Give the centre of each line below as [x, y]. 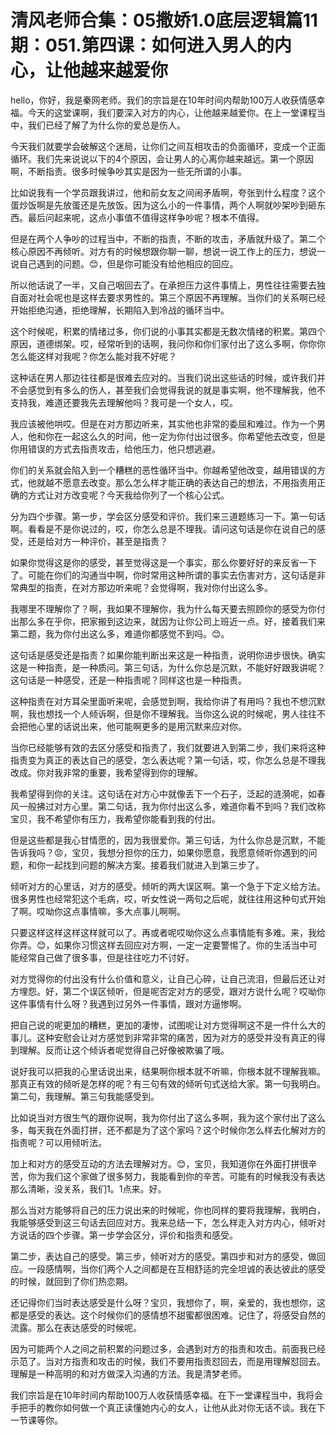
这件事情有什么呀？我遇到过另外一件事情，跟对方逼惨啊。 [128, 1003]
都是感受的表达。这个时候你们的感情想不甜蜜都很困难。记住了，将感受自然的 [168, 1315]
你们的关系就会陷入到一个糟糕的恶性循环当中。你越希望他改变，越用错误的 [163, 470]
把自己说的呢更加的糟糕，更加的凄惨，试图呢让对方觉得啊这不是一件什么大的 [168, 1025]
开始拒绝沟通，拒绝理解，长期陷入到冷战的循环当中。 [120, 310]
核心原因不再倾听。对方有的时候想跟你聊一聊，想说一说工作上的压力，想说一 [168, 251]
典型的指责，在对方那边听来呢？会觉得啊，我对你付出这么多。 [145, 587]
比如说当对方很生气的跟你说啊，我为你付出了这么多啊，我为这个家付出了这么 [168, 1117]
